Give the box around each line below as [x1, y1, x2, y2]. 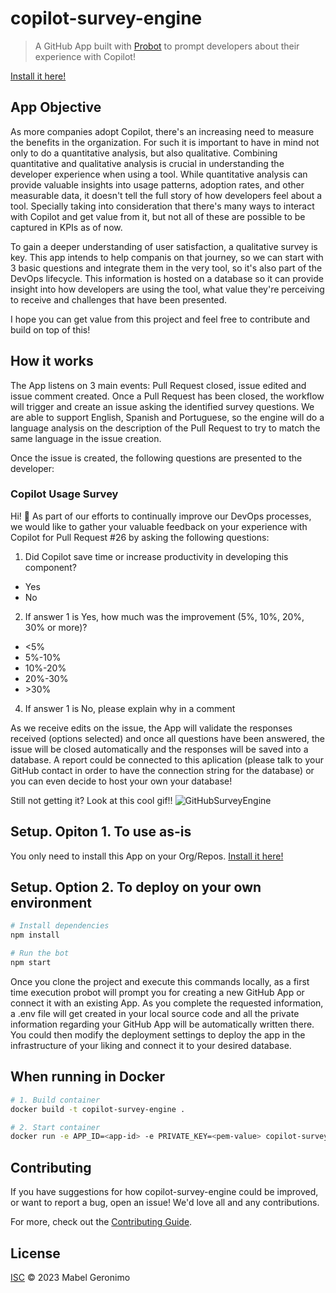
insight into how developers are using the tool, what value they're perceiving [10, 283, 325, 295]
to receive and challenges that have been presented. [10, 293, 228, 306]
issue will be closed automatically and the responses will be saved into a [10, 743, 309, 755]
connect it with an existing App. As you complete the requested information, [10, 997, 324, 1009]
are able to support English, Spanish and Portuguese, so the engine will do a [10, 411, 325, 423]
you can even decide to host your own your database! [10, 775, 233, 787]
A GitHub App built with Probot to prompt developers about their [34, 40, 300, 52]
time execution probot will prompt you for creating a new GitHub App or [10, 986, 305, 998]
